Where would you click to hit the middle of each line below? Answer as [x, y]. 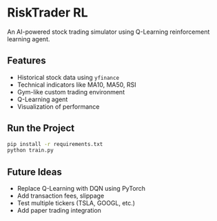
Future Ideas [34, 172]
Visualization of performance [58, 106]
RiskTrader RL [48, 13]
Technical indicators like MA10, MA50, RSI [76, 85]
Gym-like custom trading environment [71, 92]
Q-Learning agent [42, 99]
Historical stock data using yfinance [68, 77]
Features [27, 61]
